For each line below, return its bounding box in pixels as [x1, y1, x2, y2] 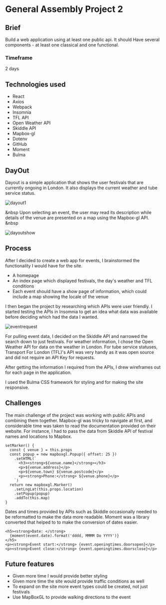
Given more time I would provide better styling [12, 573, 108, 579]
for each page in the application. [5, 369, 72, 375]
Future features [5, 560, 54, 568]
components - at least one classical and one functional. [5, 42, 119, 48]
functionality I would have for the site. [5, 263, 83, 269]
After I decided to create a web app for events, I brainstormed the [5, 257, 140, 263]
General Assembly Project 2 [5, 3, 123, 15]
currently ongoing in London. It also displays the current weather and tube [5, 185, 158, 191]
